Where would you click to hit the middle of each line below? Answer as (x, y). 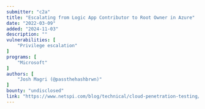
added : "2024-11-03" (33, 29)
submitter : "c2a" (28, 12)
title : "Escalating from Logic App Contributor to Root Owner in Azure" (101, 18)
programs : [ (21, 57)
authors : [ (20, 74)
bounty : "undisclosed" (35, 91)
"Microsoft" (32, 62)
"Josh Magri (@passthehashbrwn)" (60, 79)
